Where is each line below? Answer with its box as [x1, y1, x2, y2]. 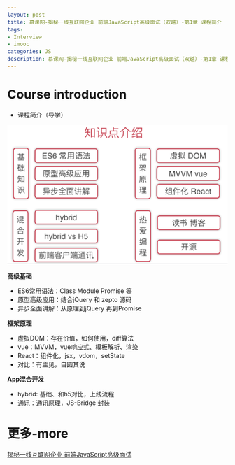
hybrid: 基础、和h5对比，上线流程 [17, 390, 115, 399]
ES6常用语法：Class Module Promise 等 [17, 287, 132, 295]
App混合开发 [7, 375, 45, 384]
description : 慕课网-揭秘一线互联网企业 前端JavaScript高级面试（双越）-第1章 [7, 56, 217, 63]
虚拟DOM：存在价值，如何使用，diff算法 [17, 334, 134, 343]
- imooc [7, 41, 30, 48]
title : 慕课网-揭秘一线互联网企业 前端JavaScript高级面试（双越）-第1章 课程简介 [7, 18, 222, 26]
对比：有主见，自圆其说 [17, 360, 85, 369]
